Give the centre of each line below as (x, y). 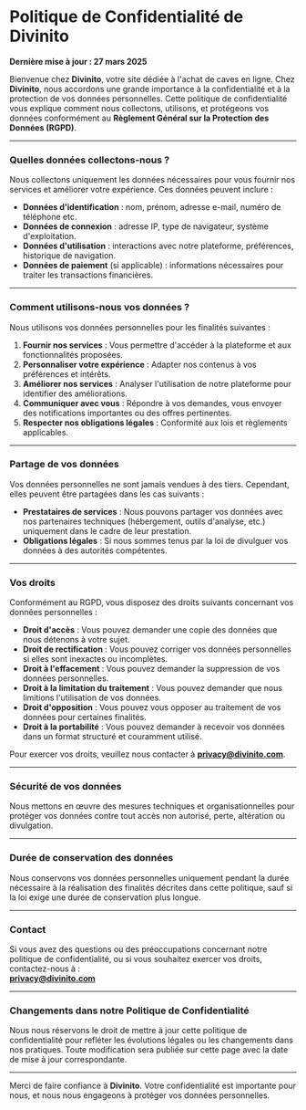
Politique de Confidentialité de (127, 17)
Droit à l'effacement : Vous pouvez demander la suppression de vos (151, 669)
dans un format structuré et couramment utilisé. (112, 737)
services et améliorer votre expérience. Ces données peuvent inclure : (141, 190)
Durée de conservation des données (92, 858)
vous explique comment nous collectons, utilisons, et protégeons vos (139, 108)
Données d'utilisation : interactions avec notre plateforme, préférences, (158, 246)
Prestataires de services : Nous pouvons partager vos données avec (153, 511)
